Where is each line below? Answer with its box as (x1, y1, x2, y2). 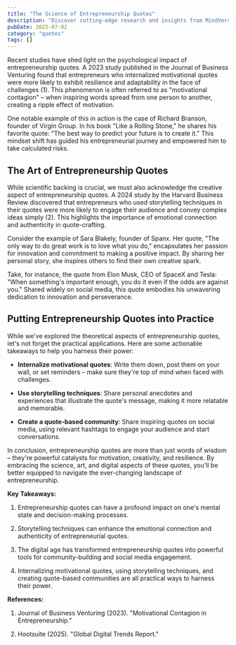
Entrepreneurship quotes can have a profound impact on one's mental (17, 503, 221, 511)
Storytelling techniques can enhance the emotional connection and (17, 524, 212, 532)
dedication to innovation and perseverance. (7, 293, 133, 301)
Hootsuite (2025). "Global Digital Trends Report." (17, 630, 159, 638)
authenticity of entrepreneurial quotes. (17, 532, 129, 540)
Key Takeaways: (7, 490, 56, 498)
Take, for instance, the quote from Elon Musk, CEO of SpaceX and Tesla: (7, 270, 217, 279)
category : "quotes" (7, 30, 65, 37)
